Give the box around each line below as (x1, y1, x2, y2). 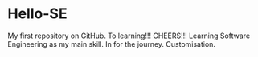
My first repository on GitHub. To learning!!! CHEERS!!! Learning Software (7, 31, 251, 40)
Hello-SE (7, 5, 68, 23)
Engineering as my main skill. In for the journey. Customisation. (7, 39, 216, 48)
